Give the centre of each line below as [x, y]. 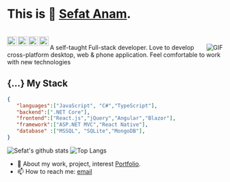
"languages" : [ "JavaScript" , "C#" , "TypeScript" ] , [87, 105]
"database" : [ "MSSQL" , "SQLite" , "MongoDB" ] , [81, 131]
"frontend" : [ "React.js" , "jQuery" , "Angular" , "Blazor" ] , [96, 118]
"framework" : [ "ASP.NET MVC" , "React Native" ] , [82, 125]
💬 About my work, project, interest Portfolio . [79, 164]
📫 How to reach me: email [54, 171]
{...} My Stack [38, 84]
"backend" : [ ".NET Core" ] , [53, 112]
